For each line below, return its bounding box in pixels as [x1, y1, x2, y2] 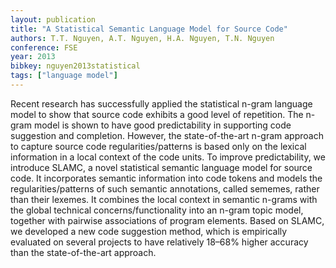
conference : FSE [10, 42, 78, 53]
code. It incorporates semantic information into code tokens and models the [10, 172, 323, 184]
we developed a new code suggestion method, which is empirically [10, 225, 288, 237]
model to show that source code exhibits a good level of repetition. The [10, 108, 304, 120]
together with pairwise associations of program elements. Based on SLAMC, [10, 214, 325, 226]
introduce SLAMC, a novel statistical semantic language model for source [10, 161, 313, 173]
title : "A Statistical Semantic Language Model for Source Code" [10, 24, 288, 34]
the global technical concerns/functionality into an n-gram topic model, [10, 204, 304, 216]
